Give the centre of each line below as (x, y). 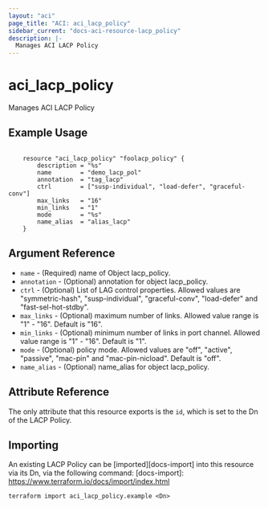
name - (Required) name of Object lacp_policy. (95, 272)
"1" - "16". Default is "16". (61, 324)
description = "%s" (70, 166)
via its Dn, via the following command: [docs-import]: (96, 473)
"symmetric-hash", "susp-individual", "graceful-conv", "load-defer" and (139, 298)
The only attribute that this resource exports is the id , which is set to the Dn (133, 412)
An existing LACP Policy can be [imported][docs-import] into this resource (131, 465)
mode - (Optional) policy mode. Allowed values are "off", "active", (126, 350)
